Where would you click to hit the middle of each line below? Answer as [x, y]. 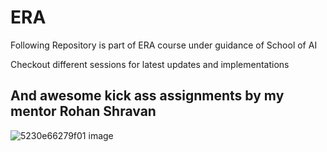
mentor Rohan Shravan [83, 111]
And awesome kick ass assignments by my [147, 96]
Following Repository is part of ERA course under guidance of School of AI [164, 45]
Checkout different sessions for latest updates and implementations [150, 64]
